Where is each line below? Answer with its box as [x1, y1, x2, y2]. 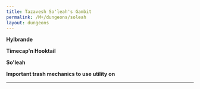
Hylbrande [6, 36, 33, 43]
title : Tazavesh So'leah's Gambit [6, 8, 92, 15]
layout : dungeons [6, 20, 49, 26]
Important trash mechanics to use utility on [6, 71, 115, 78]
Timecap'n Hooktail [6, 47, 56, 55]
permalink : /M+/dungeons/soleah [6, 14, 86, 20]
